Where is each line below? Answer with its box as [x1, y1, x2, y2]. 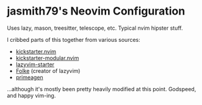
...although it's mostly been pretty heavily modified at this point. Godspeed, [7, 85, 197, 92]
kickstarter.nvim [15, 47, 57, 55]
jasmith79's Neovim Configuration [7, 4, 186, 18]
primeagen [15, 73, 43, 81]
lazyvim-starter [15, 61, 54, 68]
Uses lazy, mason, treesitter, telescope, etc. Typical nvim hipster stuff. [7, 24, 183, 32]
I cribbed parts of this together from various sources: [7, 36, 141, 43]
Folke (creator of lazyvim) [15, 67, 81, 74]
